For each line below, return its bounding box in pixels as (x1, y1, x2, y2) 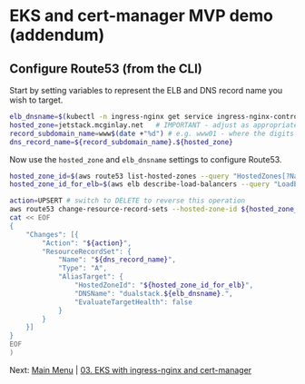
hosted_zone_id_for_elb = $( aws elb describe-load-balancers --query (9, 180, 271, 189)
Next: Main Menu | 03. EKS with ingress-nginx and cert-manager (9, 364, 252, 375)
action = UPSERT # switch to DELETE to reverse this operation (9, 196, 246, 205)
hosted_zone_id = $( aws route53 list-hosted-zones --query (9, 172, 230, 181)
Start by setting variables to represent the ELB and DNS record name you (9, 85, 283, 95)
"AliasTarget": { (57, 272, 124, 281)
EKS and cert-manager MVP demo (9, 5, 274, 26)
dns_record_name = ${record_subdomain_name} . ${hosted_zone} (9, 137, 233, 146)
